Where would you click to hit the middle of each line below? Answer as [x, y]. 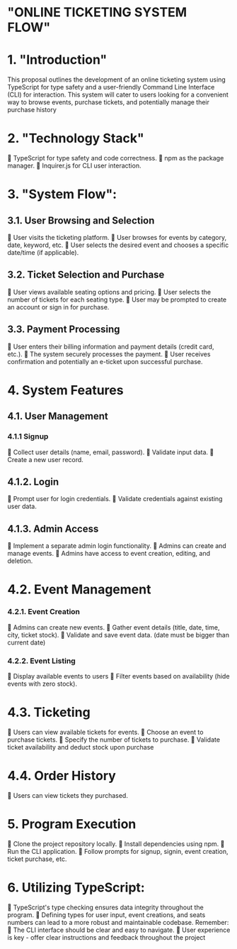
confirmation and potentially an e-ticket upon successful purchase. [105, 361]
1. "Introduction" [57, 60]
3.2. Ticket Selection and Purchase [86, 275]
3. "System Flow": [62, 194]
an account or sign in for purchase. [58, 307]
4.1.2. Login [33, 482]
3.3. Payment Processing [64, 330]
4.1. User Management [58, 416]
